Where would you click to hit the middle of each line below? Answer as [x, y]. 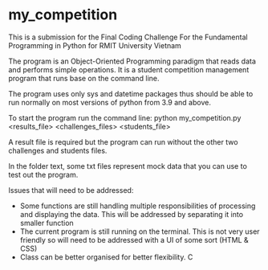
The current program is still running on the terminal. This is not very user [140, 231]
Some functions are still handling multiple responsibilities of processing [138, 206]
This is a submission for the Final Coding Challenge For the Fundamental [128, 37]
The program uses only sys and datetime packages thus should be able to [131, 93]
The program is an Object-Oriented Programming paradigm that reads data [132, 61]
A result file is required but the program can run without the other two [123, 141]
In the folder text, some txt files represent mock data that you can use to [128, 166]
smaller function [47, 223]
